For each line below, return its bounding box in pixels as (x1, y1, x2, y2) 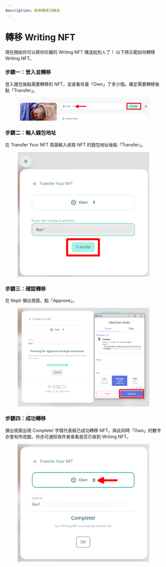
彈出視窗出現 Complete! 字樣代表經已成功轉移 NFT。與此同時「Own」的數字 (5, 427, 162, 433)
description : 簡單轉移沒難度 (5, 8, 61, 13)
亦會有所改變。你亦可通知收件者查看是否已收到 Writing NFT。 (5, 433, 131, 440)
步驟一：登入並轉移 (5, 69, 51, 76)
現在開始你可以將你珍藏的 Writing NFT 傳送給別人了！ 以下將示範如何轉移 (5, 49, 156, 55)
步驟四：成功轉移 (5, 415, 46, 422)
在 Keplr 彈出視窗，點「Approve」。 (5, 297, 77, 303)
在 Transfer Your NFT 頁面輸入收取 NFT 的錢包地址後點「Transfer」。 (5, 142, 146, 148)
